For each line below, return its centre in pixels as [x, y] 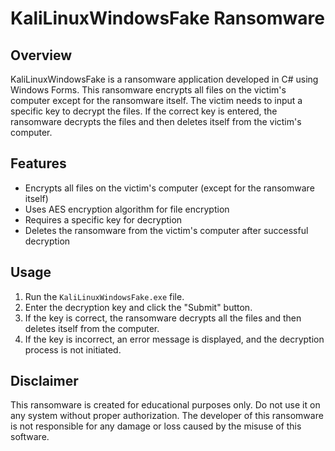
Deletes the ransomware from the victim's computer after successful [166, 230]
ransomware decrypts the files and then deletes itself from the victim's [156, 121]
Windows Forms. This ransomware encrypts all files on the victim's [148, 90]
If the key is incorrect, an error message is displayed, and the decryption [174, 339]
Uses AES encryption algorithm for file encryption [127, 209]
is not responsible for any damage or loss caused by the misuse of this [156, 426]
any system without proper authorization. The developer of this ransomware [167, 416]
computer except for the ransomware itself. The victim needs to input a [156, 100]
